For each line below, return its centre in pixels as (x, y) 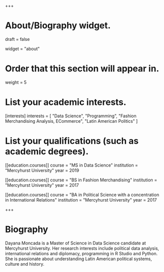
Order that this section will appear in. (82, 69)
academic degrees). (47, 151)
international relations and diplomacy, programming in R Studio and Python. (82, 253)
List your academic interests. (66, 102)
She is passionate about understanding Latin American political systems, (79, 259)
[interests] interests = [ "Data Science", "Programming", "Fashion (71, 116)
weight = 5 (16, 82)
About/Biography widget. (58, 26)
